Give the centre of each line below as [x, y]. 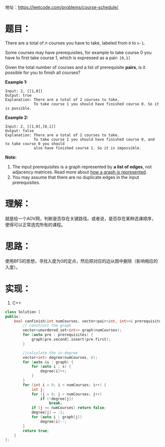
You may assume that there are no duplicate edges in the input [76, 177]
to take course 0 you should [35, 144]
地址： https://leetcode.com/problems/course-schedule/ [62, 7]
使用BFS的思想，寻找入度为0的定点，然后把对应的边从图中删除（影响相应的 [82, 261]
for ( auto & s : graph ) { [48, 362]
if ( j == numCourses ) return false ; [69, 408]
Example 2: [17, 117]
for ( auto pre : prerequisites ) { [58, 335]
